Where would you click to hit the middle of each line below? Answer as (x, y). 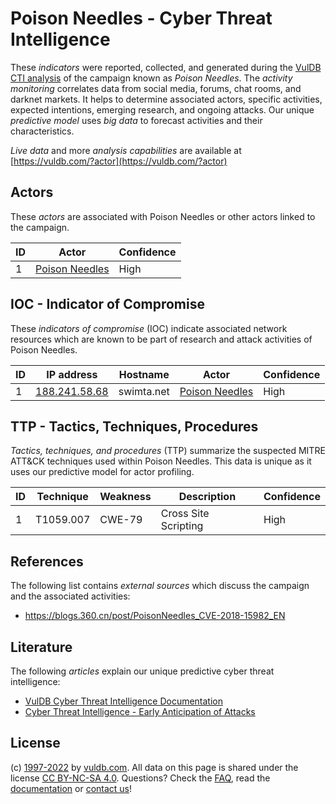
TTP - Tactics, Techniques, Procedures (134, 426)
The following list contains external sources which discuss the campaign (160, 586)
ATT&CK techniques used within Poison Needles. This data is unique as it (161, 461)
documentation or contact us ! (71, 788)
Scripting (182, 526)
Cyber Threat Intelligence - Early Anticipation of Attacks (140, 711)
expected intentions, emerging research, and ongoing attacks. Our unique (162, 109)
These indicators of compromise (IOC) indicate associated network (149, 328)
